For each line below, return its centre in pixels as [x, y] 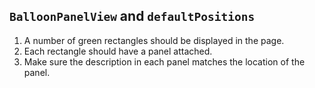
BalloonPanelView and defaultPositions [132, 16]
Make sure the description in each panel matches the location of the [164, 61]
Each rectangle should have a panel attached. [118, 51]
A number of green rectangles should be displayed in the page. [154, 40]
